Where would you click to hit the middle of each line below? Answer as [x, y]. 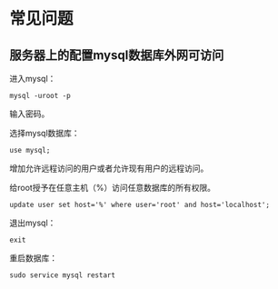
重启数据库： [33, 258]
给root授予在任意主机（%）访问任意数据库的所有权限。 [113, 188]
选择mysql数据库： [45, 133]
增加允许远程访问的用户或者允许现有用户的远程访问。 [109, 168]
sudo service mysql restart [63, 275]
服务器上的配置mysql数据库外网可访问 [117, 55]
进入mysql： [33, 79]
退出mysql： [33, 223]
